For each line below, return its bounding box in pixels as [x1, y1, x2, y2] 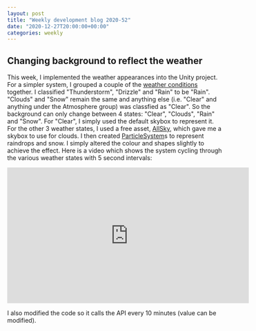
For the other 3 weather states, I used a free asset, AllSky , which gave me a [7, 125, 222, 133]
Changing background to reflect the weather [7, 54, 203, 66]
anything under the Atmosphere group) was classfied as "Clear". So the [7, 103, 210, 111]
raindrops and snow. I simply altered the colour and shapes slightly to [7, 139, 205, 148]
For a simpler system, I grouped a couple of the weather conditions [7, 81, 198, 89]
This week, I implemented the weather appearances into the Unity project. [7, 73, 218, 81]
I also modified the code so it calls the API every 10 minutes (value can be [7, 309, 217, 317]
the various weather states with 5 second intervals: [7, 154, 152, 162]
